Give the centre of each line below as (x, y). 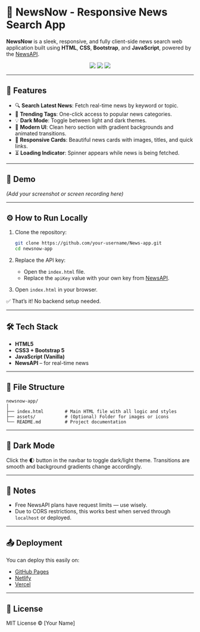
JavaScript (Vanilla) (40, 357)
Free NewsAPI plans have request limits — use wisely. (81, 505)
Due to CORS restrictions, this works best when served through (93, 512)
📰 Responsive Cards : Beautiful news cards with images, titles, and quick (104, 140)
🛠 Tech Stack (32, 326)
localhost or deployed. (43, 518)
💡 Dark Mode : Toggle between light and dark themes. (81, 120)
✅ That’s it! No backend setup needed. (54, 301)
